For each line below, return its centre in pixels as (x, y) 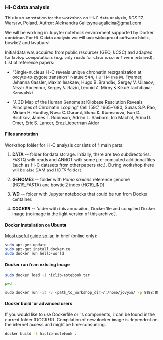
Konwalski (22, 93)
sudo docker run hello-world (34, 254)
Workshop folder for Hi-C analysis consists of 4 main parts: (64, 145)
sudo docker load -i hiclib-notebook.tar (48, 275)
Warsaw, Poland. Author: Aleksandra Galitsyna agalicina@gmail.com (73, 23)
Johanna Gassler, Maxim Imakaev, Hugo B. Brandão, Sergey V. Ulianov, (83, 82)
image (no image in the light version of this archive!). (65, 214)
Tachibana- (141, 88)
